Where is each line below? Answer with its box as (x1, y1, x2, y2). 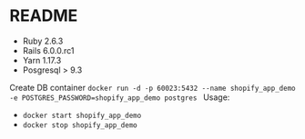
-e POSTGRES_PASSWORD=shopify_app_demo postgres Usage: (9, 92, 230, 103)
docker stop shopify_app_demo (22, 120, 138, 130)
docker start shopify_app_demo (22, 111, 142, 120)
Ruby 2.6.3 (22, 35, 64, 46)
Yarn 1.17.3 (22, 55, 62, 65)
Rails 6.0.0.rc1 (22, 45, 75, 55)
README (9, 5, 78, 26)
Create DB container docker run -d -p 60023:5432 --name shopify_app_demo (9, 82, 296, 93)
